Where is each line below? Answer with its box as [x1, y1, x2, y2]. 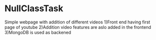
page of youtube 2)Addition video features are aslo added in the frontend [4, 24, 152, 30]
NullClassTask [4, 3, 64, 14]
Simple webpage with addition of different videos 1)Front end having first [4, 19, 150, 25]
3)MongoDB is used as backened [4, 29, 71, 35]
